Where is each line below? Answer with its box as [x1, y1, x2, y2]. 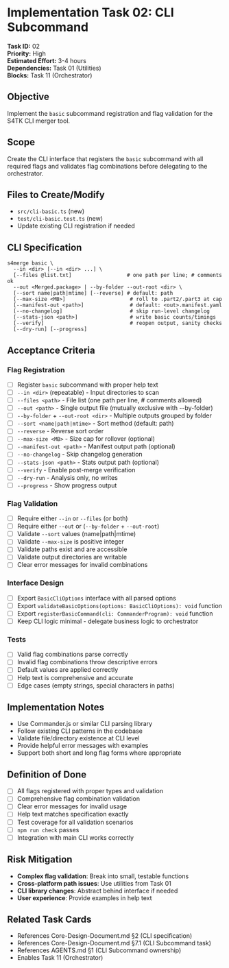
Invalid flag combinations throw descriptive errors [16, 658, 158, 666]
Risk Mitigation [7, 854, 73, 865]
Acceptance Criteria [7, 344, 95, 356]
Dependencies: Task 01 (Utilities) [7, 64, 101, 72]
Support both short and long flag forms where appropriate [16, 749, 182, 757]
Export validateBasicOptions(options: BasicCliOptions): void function [16, 601, 223, 609]
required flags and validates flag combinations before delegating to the [7, 162, 208, 170]
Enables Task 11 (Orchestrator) [16, 954, 104, 962]
